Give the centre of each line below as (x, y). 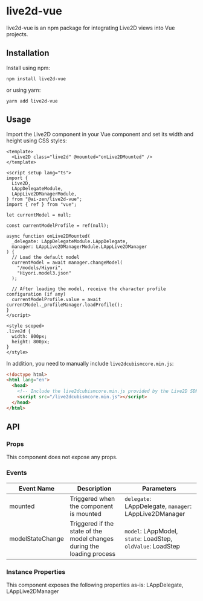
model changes (92, 538)
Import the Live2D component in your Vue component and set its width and (100, 134)
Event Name (37, 488)
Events (17, 473)
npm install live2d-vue (36, 79)
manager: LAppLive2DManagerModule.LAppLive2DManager (79, 246)
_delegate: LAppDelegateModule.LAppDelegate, (70, 241)
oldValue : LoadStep (152, 546)
